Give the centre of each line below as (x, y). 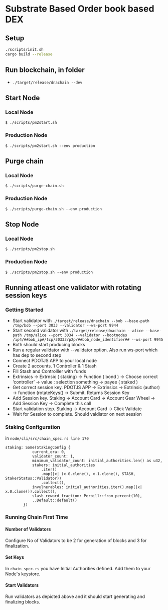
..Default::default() (55, 500)
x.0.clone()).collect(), (31, 491)
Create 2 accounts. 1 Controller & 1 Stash (54, 366)
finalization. (17, 546)
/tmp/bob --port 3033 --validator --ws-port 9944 (65, 326)
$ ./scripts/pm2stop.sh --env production (49, 272)
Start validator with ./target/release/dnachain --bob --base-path (81, 321)
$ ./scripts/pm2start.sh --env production (50, 146)
